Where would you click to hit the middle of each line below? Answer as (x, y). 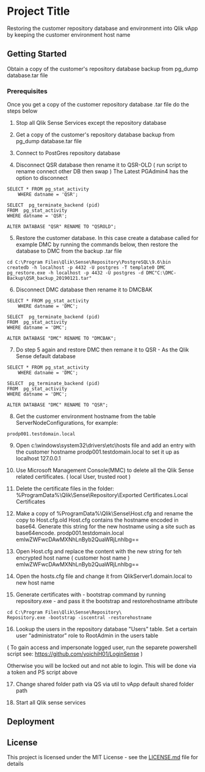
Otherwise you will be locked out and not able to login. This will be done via (102, 666)
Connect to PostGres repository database (68, 153)
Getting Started (37, 54)
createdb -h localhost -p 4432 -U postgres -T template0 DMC (86, 268)
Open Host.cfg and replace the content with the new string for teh (99, 552)
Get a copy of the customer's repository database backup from (95, 135)
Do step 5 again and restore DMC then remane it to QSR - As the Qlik (102, 350)
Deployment (31, 721)
